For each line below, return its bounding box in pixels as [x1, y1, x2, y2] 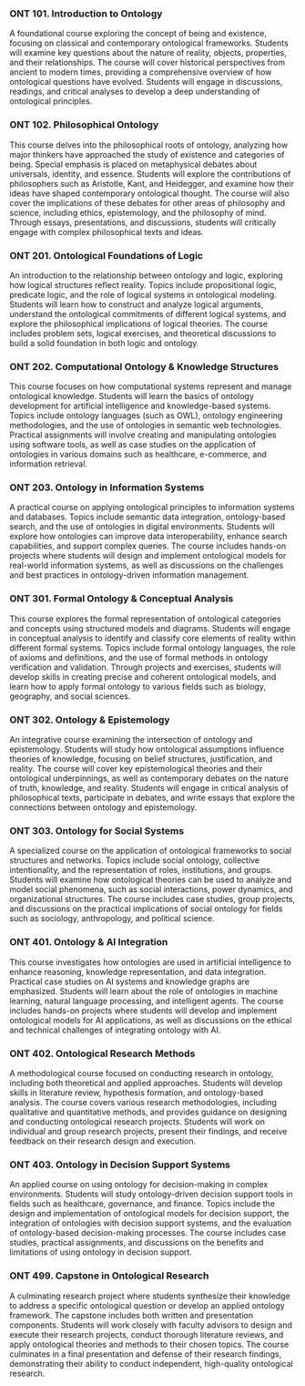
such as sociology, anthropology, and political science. [9, 913, 216, 924]
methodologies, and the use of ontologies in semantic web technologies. [9, 420, 282, 431]
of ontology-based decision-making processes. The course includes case [9, 1227, 287, 1238]
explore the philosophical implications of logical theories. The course [9, 318, 269, 329]
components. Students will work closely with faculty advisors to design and [9, 1319, 293, 1330]
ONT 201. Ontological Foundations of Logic [9, 249, 203, 262]
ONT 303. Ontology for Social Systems [9, 825, 185, 837]
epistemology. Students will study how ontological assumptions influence [9, 744, 285, 755]
